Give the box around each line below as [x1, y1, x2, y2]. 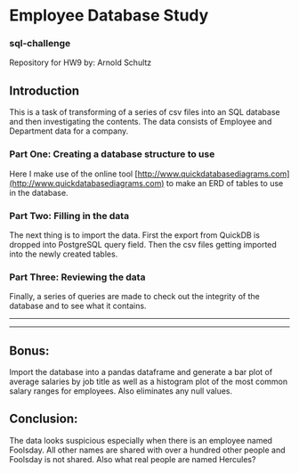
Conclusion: [9, 412, 78, 427]
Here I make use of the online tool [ [9, 168, 138, 179]
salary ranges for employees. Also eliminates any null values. [9, 386, 233, 396]
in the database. [9, 187, 69, 198]
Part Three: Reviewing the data [9, 271, 146, 283]
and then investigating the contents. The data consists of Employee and [9, 117, 272, 127]
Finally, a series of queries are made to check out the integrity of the [9, 291, 260, 302]
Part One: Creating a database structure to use [9, 148, 215, 160]
